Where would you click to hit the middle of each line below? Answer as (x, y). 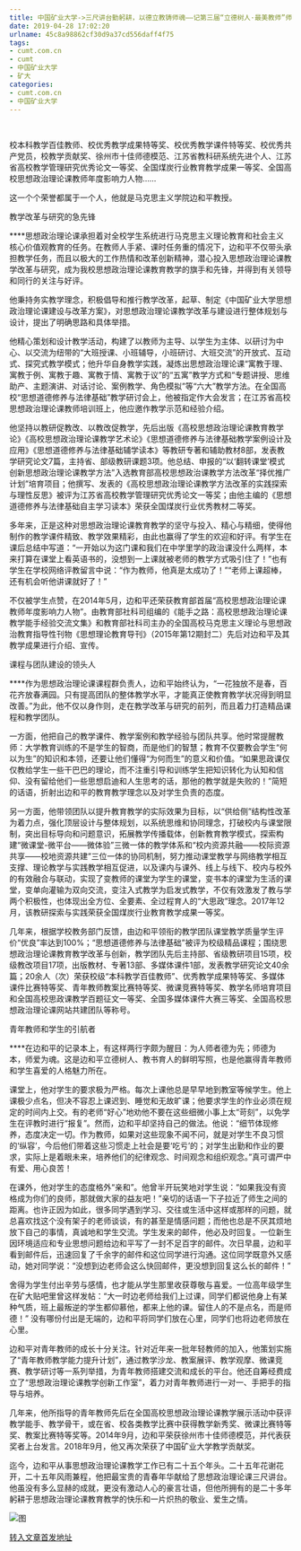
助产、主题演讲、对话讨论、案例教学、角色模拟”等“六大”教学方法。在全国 (144, 386)
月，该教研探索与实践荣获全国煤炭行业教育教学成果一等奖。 (119, 913)
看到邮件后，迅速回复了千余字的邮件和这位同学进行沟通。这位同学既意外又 (146, 1255)
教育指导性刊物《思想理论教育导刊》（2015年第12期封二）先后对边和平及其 (153, 635)
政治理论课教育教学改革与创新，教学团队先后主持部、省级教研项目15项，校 (154, 954)
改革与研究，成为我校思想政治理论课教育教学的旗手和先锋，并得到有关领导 (154, 269)
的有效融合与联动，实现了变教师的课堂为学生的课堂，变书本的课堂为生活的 (146, 879)
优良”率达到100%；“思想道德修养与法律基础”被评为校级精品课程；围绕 (150, 942)
